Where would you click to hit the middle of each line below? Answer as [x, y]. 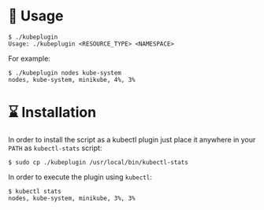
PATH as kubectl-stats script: [55, 148]
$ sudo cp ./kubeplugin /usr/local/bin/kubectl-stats [99, 162]
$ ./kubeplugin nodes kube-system [65, 73]
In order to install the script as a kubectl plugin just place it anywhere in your [132, 139]
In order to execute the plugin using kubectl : [80, 177]
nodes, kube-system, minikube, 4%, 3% [72, 79]
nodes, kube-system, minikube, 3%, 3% [72, 198]
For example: [30, 58]
